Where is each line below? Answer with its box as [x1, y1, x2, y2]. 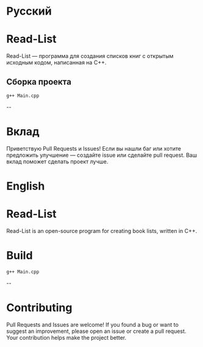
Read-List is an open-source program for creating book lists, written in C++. [6, 227, 198, 234]
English [6, 179, 45, 193]
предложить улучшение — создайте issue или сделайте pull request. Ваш [6, 151, 197, 159]
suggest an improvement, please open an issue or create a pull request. [6, 327, 187, 335]
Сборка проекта [6, 76, 72, 87]
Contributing [6, 301, 73, 315]
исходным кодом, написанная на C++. [6, 59, 107, 66]
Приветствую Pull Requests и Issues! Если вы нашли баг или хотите [6, 145, 182, 152]
